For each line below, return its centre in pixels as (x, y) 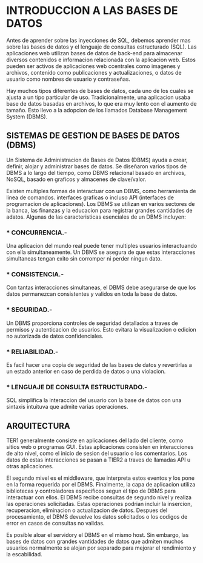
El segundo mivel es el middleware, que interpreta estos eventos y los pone (101, 478)
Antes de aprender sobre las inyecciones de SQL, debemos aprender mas (98, 40)
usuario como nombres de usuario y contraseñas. (68, 79)
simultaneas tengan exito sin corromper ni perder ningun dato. (84, 259)
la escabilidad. (24, 554)
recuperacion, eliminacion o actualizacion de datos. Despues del (87, 510)
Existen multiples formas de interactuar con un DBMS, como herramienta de (101, 191)
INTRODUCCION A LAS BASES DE (92, 11)
